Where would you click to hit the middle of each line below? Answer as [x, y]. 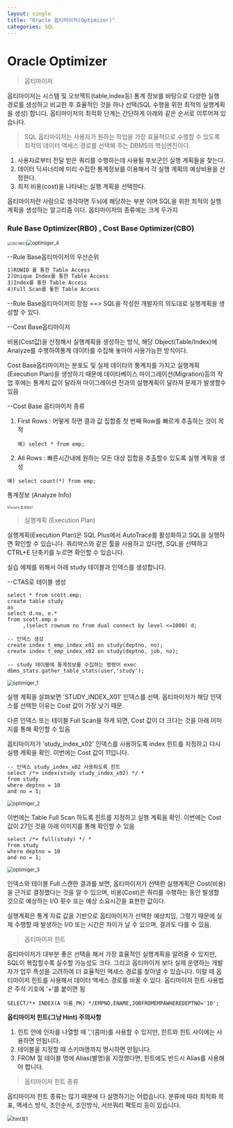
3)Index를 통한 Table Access [47, 283]
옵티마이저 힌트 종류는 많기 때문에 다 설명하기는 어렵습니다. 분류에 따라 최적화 [112, 1097]
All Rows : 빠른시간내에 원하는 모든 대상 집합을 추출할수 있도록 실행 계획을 [118, 458]
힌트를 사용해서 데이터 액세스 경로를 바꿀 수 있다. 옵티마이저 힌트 [118, 980]
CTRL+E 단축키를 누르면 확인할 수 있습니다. [66, 553]
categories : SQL [31, 26]
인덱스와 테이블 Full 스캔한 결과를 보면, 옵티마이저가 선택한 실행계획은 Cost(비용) [116, 884]
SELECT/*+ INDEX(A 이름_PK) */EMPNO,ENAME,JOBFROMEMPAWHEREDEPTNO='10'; [113, 1003]
